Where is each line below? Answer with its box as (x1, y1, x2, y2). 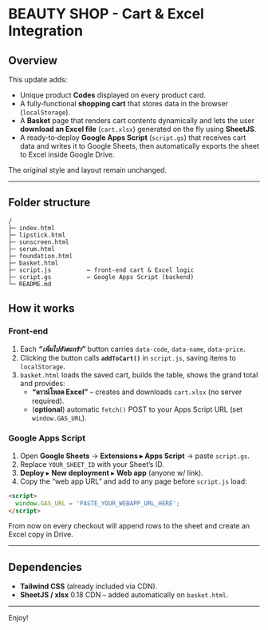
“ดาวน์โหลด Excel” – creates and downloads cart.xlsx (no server (31, 387, 242, 397)
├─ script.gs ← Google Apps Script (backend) (8, 273, 195, 281)
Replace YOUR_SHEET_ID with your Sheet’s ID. (19, 459, 165, 469)
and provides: (19, 378, 65, 388)
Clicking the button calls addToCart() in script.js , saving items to (19, 353, 237, 362)
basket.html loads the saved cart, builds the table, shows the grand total (19, 369, 258, 380)
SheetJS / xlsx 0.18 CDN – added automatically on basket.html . (19, 590, 229, 600)
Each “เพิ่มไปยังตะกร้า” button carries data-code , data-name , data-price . (19, 344, 246, 353)
